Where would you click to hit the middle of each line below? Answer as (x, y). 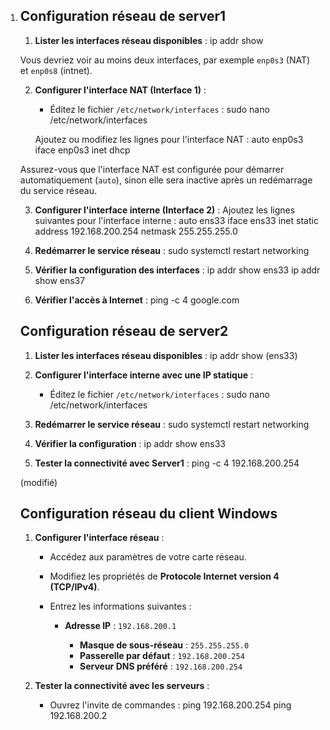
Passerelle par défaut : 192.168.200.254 (162, 656)
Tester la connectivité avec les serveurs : (122, 686)
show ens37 (60, 280)
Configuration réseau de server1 (123, 16)
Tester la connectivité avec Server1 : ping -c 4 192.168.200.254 (167, 463)
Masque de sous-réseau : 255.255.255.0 (164, 645)
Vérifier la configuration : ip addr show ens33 (130, 443)
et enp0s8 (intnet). (56, 70)
